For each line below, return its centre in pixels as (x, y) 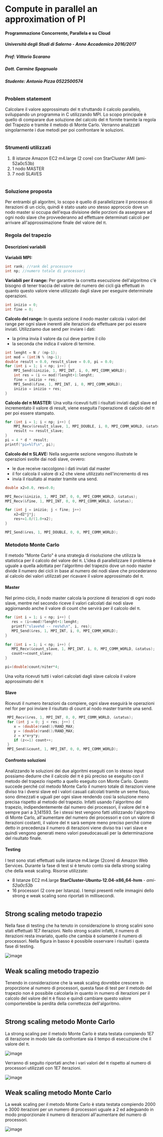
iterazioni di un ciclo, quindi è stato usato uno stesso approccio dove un (77, 207)
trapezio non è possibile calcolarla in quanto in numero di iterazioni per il (78, 993)
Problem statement (28, 98)
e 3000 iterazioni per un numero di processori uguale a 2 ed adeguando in (79, 1110)
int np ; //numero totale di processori (45, 271)
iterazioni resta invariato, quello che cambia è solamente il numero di (73, 936)
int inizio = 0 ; (21, 305)
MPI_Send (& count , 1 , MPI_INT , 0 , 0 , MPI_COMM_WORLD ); (63, 749)
